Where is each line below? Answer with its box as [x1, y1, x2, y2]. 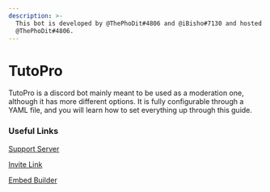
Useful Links [8, 126, 59, 137]
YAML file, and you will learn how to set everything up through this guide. [8, 106, 253, 115]
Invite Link [8, 159, 43, 169]
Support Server [8, 144, 60, 153]
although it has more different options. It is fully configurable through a [8, 97, 244, 106]
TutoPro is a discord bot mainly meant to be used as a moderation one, [8, 88, 244, 98]
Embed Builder [8, 175, 58, 185]
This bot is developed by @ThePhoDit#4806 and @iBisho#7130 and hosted [15, 19, 263, 27]
